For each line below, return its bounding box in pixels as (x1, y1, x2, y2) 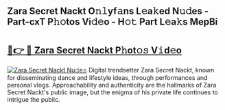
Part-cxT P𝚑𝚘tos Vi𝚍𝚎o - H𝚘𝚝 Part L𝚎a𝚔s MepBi (7, 16, 218, 28)
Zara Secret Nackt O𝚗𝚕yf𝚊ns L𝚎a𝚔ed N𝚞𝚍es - (7, 5, 209, 17)
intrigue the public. (7, 96, 60, 103)
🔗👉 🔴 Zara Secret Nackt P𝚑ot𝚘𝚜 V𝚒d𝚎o (7, 44, 182, 56)
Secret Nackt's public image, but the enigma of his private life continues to (7, 88, 218, 96)
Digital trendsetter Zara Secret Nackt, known (88, 66, 215, 74)
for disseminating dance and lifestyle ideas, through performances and (7, 74, 208, 81)
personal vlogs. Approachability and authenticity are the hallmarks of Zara (7, 81, 217, 89)
